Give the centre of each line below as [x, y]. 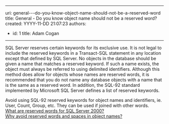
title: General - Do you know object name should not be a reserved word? [81, 18]
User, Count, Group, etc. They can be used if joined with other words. [77, 105]
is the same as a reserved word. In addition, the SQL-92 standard [73, 85]
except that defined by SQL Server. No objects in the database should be [81, 58]
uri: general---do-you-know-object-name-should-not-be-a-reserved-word [83, 13]
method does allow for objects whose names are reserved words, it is [77, 74]
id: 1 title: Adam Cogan [36, 33]
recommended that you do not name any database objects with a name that [84, 80]
